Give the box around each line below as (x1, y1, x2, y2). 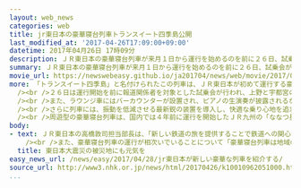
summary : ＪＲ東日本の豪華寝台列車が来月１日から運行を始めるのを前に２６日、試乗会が (9, 64, 293, 73)
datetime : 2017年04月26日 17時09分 (9, 47, 136, 56)
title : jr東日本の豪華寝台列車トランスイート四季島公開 (9, 30, 193, 38)
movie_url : (9, 72, 50, 81)
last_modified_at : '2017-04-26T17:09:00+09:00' (9, 38, 191, 47)
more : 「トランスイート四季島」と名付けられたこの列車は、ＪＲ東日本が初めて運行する (9, 80, 287, 89)
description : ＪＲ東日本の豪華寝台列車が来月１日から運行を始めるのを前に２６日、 (9, 55, 282, 64)
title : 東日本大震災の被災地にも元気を (17, 146, 146, 155)
